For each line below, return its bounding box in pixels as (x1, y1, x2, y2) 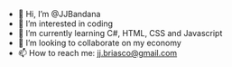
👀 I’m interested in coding (17, 18, 114, 29)
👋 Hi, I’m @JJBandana (17, 9, 101, 19)
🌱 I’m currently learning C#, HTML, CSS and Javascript (17, 28, 223, 38)
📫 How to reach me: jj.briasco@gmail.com (17, 48, 178, 58)
